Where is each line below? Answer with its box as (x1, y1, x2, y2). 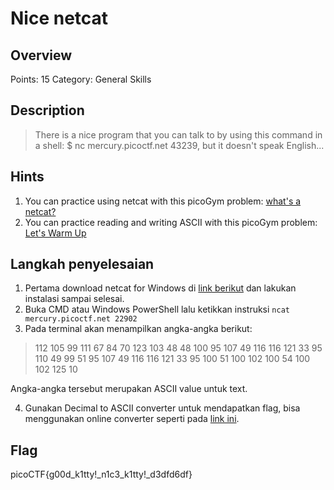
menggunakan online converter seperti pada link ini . (24, 413, 240, 425)
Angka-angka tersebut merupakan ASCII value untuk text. (10, 383, 248, 395)
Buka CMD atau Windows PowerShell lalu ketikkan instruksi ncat (24, 303, 290, 316)
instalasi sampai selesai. (24, 293, 125, 305)
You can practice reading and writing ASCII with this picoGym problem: (24, 216, 318, 228)
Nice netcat (10, 7, 109, 30)
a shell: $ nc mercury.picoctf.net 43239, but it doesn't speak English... (34, 139, 325, 151)
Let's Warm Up (24, 227, 87, 239)
